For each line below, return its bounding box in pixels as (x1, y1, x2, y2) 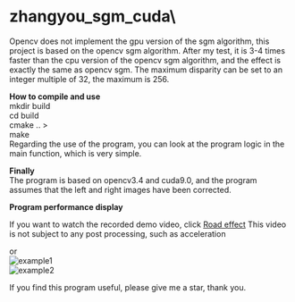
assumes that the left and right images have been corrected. (9, 184, 232, 195)
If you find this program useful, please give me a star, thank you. (9, 281, 247, 292)
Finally (9, 165, 36, 176)
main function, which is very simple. (9, 147, 142, 158)
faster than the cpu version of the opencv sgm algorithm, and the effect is (9, 55, 282, 65)
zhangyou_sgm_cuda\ (9, 6, 176, 27)
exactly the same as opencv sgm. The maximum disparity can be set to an (9, 64, 283, 75)
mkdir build (9, 100, 51, 111)
